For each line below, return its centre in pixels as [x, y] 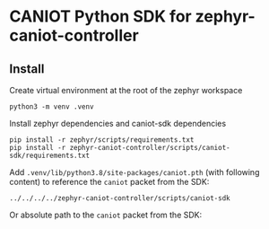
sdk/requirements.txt [50, 155]
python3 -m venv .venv [52, 107]
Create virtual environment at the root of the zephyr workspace [126, 90]
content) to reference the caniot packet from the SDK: [109, 182]
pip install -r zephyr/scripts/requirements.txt [102, 140]
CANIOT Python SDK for [100, 17]
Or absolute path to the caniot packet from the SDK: [106, 215]
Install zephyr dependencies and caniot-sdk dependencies [118, 123]
